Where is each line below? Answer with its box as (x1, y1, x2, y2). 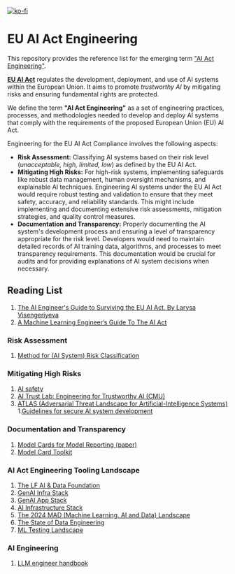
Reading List (7, 285, 63, 296)
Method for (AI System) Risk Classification (17, 352, 140, 360)
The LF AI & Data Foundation (17, 481, 100, 489)
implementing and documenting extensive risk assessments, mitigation (17, 205, 222, 213)
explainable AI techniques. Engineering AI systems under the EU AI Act (17, 182, 222, 191)
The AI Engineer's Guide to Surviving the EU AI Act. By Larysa (17, 303, 196, 311)
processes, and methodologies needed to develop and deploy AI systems (7, 110, 219, 119)
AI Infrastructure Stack (17, 503, 83, 512)
